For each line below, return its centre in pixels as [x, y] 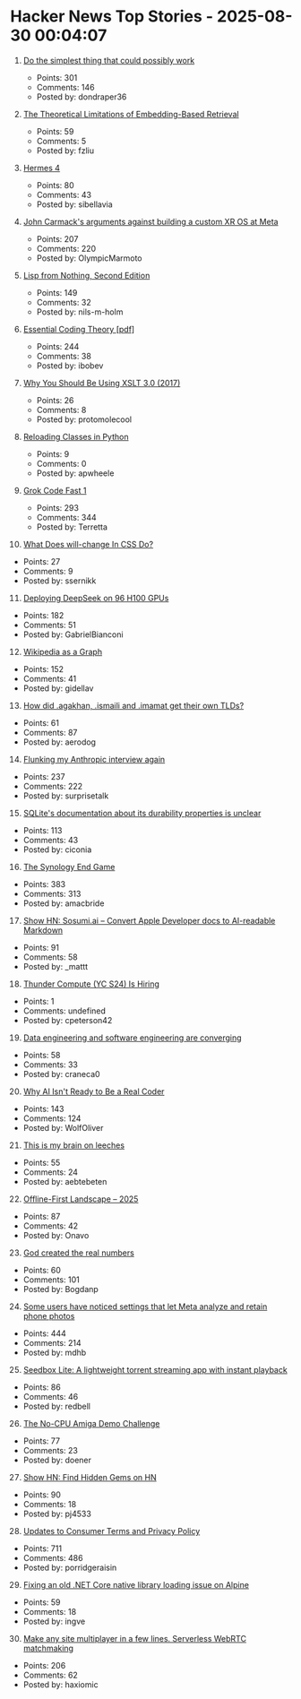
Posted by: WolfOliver [63, 1127]
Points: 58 [42, 1055]
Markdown [43, 930]
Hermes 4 [42, 168]
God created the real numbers [79, 1253]
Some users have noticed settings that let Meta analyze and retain [145, 1307]
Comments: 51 [50, 625]
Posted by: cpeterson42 [68, 1020]
